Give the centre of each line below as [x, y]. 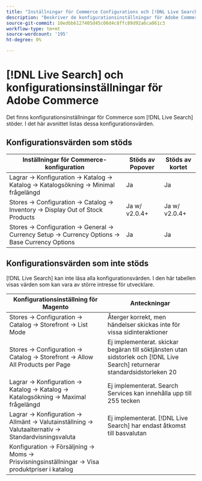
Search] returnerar [134, 364]
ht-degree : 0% [24, 40]
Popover [142, 167]
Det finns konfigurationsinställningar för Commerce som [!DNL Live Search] [100, 117]
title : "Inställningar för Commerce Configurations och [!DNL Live [93, 12]
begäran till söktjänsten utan [147, 349]
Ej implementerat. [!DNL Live [148, 418]
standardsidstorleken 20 [142, 372]
